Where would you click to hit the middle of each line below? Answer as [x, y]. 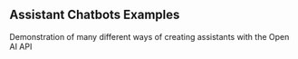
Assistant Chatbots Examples [95, 15]
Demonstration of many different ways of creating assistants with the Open [149, 36]
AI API [21, 46]
